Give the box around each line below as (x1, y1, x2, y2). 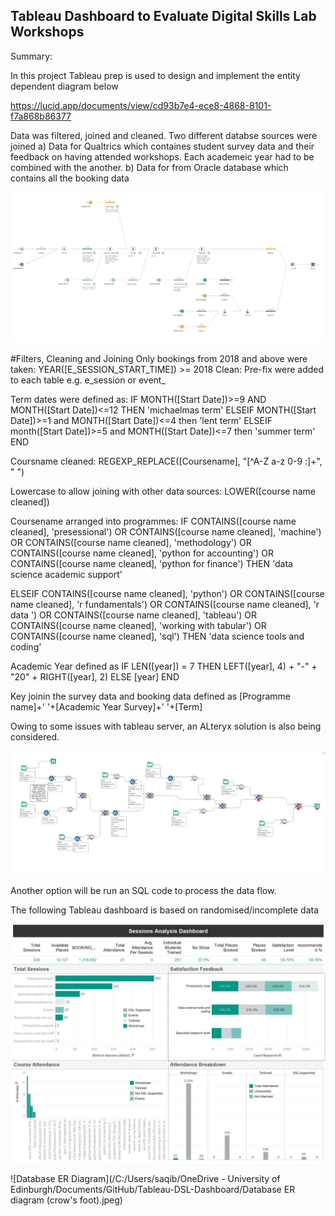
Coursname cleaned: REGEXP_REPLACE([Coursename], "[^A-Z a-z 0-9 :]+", (10, 455, 323, 467)
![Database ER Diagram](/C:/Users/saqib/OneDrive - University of (10, 1172, 281, 1184)
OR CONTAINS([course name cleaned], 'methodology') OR (10, 536, 252, 548)
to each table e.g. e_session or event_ (10, 374, 166, 386)
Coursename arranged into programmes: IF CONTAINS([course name (10, 515, 297, 527)
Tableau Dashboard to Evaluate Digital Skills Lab (10, 8, 317, 25)
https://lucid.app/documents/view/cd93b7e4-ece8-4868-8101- (10, 99, 272, 111)
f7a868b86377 (10, 110, 72, 122)
